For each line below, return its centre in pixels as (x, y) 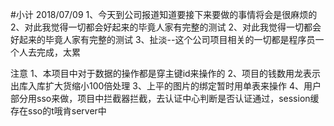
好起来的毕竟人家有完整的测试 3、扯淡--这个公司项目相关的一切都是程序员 (163, 39)
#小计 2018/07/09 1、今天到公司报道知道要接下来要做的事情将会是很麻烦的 (164, 14)
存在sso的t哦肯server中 (58, 111)
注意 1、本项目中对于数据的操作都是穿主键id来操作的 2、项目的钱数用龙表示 (166, 73)
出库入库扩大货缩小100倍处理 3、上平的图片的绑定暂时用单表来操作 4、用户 (166, 86)
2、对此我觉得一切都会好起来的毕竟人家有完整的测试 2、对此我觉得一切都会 (166, 27)
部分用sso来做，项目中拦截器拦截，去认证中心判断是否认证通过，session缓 (165, 98)
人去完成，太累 (49, 52)
